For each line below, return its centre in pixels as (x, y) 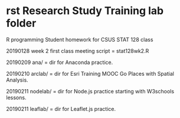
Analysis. (17, 80)
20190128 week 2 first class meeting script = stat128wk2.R (78, 50)
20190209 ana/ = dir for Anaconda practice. (60, 62)
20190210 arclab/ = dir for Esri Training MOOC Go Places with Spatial (90, 73)
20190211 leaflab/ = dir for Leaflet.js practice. (61, 109)
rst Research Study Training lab (85, 11)
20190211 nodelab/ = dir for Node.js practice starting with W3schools (90, 91)
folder (21, 23)
